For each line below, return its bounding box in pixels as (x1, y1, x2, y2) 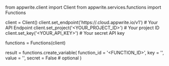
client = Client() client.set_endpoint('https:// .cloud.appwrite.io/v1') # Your (5, 20, 158, 25)
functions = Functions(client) (5, 40, 66, 46)
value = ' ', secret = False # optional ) (5, 55, 82, 61)
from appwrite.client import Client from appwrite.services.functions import (5, 5, 161, 10)
